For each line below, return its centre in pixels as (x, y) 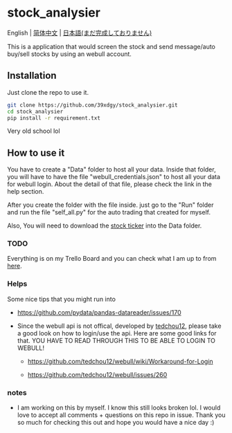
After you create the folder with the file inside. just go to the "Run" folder (110, 205)
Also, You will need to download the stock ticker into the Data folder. (105, 225)
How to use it (36, 153)
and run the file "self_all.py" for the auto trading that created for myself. (109, 212)
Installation (32, 76)
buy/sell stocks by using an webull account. (69, 54)
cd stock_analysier (35, 111)
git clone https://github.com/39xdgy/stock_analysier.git (92, 105)
